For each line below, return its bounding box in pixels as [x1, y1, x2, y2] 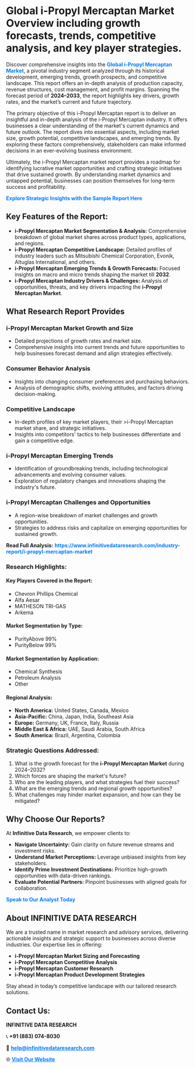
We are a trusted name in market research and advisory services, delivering [6, 928, 189, 936]
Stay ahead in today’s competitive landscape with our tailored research [6, 982, 177, 989]
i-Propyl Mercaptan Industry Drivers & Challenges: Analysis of [14, 277, 168, 284]
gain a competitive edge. [14, 437, 75, 444]
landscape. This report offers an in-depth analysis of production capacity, [6, 79, 184, 86]
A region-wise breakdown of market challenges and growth [14, 511, 158, 518]
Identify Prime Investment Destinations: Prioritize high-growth [14, 866, 168, 873]
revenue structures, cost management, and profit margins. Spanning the [6, 86, 180, 93]
